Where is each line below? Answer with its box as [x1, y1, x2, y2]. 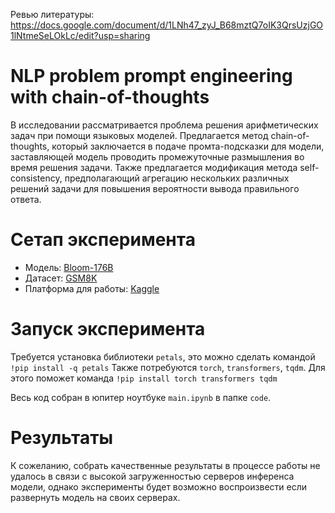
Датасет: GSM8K [24, 272, 98, 284]
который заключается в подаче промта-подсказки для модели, [51, 140, 325, 152]
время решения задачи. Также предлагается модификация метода [10, 161, 298, 173]
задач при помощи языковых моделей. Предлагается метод [10, 129, 269, 141]
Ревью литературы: [10, 9, 95, 20]
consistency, [10, 172, 63, 184]
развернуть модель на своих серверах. [10, 491, 181, 503]
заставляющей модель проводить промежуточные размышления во [10, 150, 305, 163]
